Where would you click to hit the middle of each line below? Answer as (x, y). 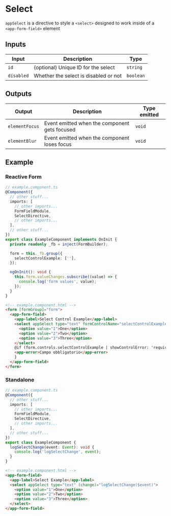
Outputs (19, 94)
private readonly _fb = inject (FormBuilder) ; (59, 244)
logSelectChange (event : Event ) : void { (52, 447)
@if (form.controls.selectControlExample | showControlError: (82, 348)
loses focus (58, 144)
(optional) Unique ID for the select (74, 67)
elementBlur (22, 141)
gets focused (60, 130)
